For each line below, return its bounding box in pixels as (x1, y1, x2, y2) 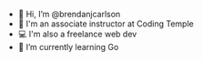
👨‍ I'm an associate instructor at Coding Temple (17, 18, 194, 29)
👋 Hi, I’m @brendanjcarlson (17, 9, 121, 19)
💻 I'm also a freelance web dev (17, 28, 137, 39)
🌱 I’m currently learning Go (17, 42, 119, 52)
